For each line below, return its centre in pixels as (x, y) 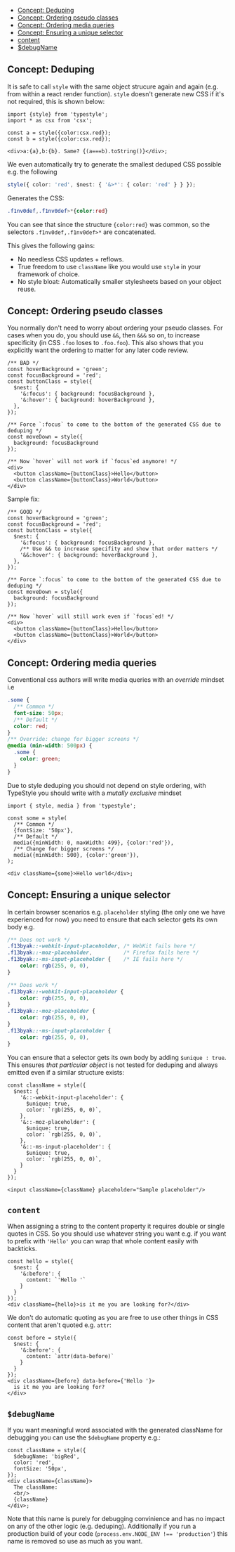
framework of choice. (48, 274)
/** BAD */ (23, 363)
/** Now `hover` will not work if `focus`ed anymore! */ (92, 462)
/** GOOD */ (25, 512)
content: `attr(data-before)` (70, 1357)
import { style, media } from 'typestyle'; (72, 806)
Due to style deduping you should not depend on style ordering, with (107, 785)
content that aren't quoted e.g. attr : (60, 1325)
